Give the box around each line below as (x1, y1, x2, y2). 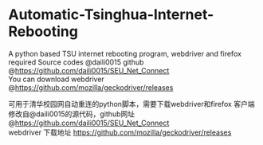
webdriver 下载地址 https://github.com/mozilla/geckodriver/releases (8, 127, 232, 137)
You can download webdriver (8, 74, 105, 84)
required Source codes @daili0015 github (8, 57, 144, 67)
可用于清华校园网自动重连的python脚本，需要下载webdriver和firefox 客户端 (8, 99, 255, 108)
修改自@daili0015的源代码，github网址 (8, 109, 135, 119)
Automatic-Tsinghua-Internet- (8, 6, 214, 24)
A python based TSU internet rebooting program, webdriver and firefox (8, 49, 241, 58)
